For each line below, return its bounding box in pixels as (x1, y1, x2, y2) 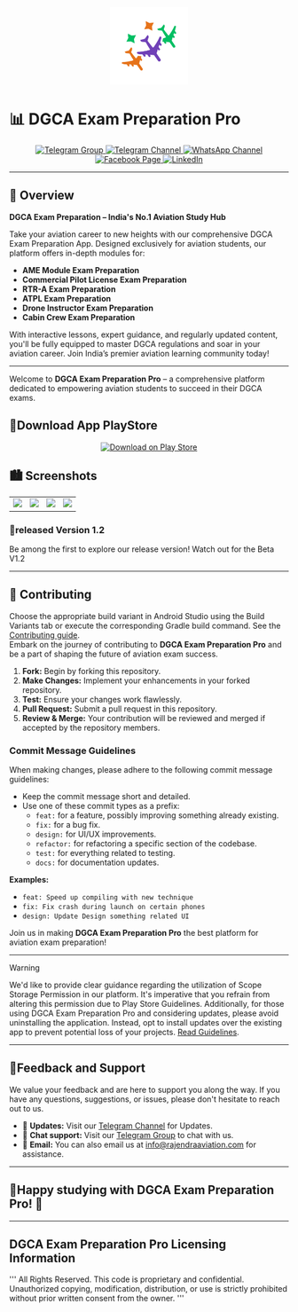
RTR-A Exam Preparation (21, 283, 116, 295)
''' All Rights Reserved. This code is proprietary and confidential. (9, 1274, 245, 1285)
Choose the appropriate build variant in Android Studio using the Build (9, 610, 265, 621)
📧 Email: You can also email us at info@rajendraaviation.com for (21, 1139, 257, 1150)
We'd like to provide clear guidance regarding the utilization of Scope (9, 979, 263, 991)
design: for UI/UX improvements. (35, 829, 157, 840)
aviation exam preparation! (9, 937, 107, 947)
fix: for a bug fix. (35, 820, 100, 830)
